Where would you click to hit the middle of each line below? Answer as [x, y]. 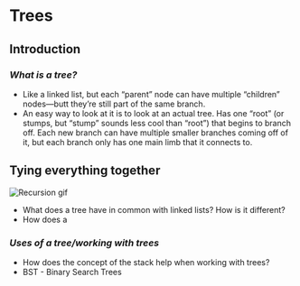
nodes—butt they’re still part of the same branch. [114, 104]
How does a [45, 219]
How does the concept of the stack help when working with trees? [146, 262]
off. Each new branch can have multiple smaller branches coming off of [155, 133]
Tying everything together [85, 171]
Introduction [45, 49]
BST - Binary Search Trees [72, 272]
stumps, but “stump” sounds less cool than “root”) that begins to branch [157, 123]
